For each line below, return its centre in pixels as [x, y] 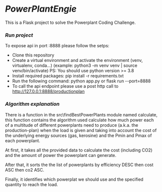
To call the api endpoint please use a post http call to [65, 86]
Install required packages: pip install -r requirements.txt [68, 76]
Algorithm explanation [32, 104]
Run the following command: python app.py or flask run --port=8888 [81, 81]
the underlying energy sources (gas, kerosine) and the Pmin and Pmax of [79, 135]
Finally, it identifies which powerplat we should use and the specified [74, 179]
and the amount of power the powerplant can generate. [61, 155]
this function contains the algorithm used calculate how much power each [80, 120]
